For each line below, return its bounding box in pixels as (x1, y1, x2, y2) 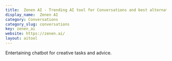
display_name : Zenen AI (5, 12, 58, 17)
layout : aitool (5, 36, 38, 41)
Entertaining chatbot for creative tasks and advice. (5, 49, 112, 56)
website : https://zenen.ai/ (5, 31, 66, 36)
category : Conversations (5, 17, 58, 22)
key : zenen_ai (5, 26, 36, 32)
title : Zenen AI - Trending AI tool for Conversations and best (5, 7, 147, 13)
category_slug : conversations (5, 21, 70, 27)
